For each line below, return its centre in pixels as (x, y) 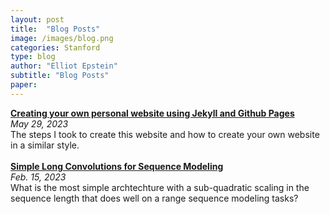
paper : (24, 85)
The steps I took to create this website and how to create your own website (165, 134)
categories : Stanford (55, 47)
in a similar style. (45, 145)
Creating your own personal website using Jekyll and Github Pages (152, 113)
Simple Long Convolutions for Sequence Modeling (117, 166)
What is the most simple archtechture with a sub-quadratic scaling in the (160, 187)
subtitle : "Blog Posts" (60, 76)
